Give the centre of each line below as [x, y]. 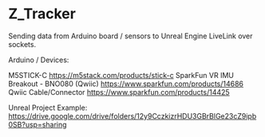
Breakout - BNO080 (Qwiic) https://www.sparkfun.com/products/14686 [126, 84]
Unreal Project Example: [48, 108]
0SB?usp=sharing [38, 124]
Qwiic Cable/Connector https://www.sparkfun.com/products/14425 [119, 92]
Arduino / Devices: [39, 60]
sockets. [22, 44]
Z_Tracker [42, 14]
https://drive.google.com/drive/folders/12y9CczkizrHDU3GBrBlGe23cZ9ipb [132, 115]
